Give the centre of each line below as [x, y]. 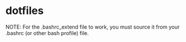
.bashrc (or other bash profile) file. [47, 33]
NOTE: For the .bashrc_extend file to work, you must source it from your [93, 27]
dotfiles [25, 11]
